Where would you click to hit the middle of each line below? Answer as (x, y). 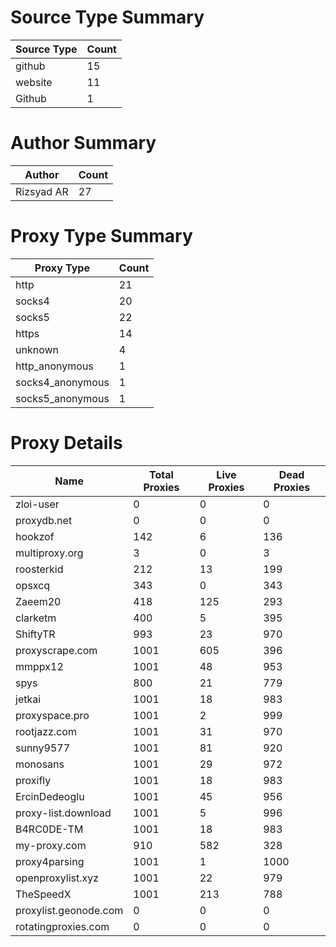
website (34, 82)
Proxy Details (66, 443)
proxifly (33, 780)
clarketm (36, 618)
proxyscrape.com (56, 650)
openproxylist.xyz (57, 878)
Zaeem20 (38, 601)
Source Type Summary (107, 17)
